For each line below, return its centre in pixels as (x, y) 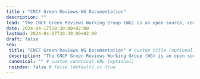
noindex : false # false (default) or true (62, 67)
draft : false (22, 39)
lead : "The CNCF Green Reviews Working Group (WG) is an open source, (96, 23)
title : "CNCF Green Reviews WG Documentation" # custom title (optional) (102, 50)
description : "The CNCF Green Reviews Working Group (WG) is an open (97, 56)
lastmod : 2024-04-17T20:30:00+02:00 (51, 34)
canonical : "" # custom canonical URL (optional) (71, 61)
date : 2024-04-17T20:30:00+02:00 (48, 28)
